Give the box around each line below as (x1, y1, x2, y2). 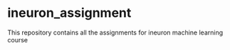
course (7, 35, 28, 44)
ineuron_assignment (7, 5, 132, 21)
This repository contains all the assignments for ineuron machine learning (7, 28, 224, 37)
